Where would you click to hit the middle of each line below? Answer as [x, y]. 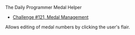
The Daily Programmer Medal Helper [44, 7]
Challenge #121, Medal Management [50, 17]
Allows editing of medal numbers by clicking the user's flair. [68, 27]
